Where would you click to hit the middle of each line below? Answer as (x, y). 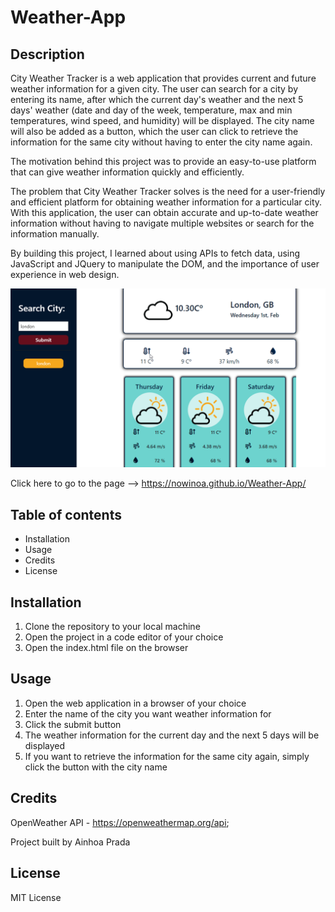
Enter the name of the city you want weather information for (148, 713)
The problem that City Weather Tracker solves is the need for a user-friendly (168, 191)
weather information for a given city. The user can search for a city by (154, 89)
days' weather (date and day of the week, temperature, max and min (151, 110)
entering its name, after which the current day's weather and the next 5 (157, 99)
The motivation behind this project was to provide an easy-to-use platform (163, 161)
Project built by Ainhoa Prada (70, 842)
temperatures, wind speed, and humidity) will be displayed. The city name (162, 120)
